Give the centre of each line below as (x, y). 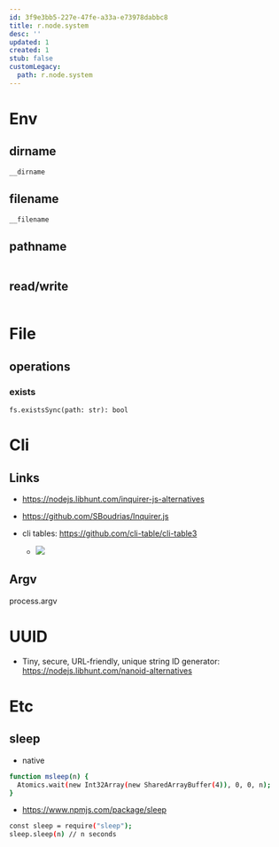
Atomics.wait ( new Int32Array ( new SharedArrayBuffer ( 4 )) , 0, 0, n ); (144, 785)
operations (40, 366)
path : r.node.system (55, 75)
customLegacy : (35, 67)
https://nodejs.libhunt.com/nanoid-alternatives (107, 671)
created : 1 (29, 51)
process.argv (33, 601)
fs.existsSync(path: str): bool (69, 410)
